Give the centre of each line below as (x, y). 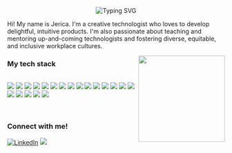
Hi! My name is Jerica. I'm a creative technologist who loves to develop (108, 24)
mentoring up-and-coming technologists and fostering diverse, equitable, (112, 39)
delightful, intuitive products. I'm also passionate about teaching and (105, 31)
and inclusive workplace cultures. (55, 46)
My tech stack (32, 63)
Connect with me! (38, 126)
